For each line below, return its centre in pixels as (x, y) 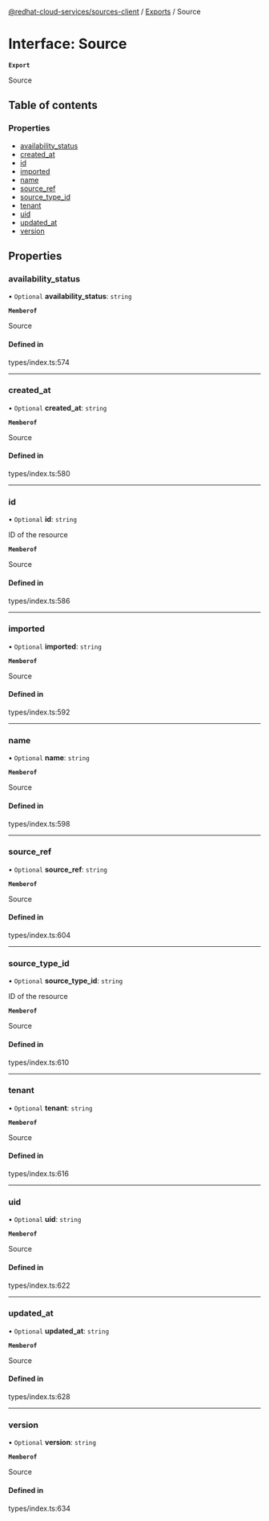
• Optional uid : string (45, 1220)
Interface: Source (68, 44)
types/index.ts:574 (39, 362)
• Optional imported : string (55, 646)
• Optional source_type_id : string (66, 981)
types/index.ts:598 (39, 823)
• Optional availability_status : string (70, 297)
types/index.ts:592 (39, 712)
